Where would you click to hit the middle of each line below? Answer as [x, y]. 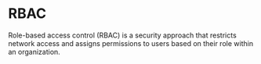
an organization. [34, 52]
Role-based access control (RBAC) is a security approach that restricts [122, 35]
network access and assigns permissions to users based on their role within [130, 43]
